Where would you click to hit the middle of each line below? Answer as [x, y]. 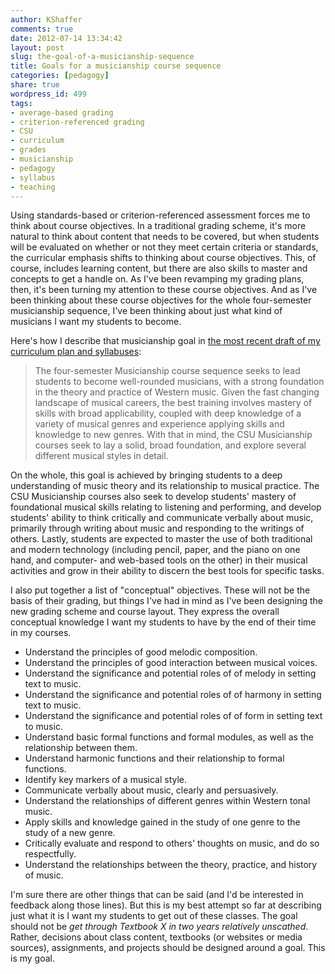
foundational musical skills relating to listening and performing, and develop [166, 507]
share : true [35, 85]
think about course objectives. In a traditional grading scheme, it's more [158, 226]
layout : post [37, 47]
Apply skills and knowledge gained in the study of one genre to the [162, 822]
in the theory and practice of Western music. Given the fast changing [177, 392]
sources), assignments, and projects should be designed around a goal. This [168, 948]
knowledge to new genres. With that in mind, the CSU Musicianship [173, 435]
